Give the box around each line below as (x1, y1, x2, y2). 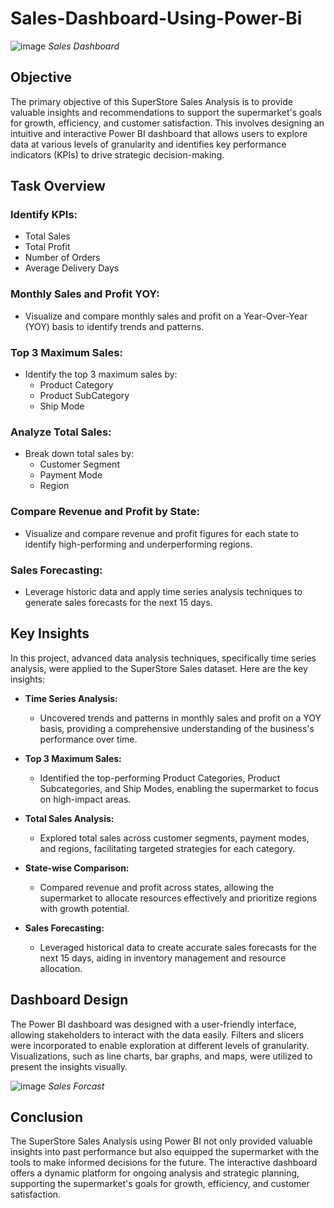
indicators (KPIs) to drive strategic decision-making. (10, 148, 225, 161)
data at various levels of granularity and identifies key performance (10, 138, 287, 150)
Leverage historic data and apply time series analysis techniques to (24, 585, 303, 597)
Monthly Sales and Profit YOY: (10, 287, 160, 301)
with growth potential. (39, 902, 130, 914)
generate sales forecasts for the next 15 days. (24, 596, 213, 608)
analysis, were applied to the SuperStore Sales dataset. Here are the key (10, 662, 308, 674)
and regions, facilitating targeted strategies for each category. (39, 842, 296, 854)
